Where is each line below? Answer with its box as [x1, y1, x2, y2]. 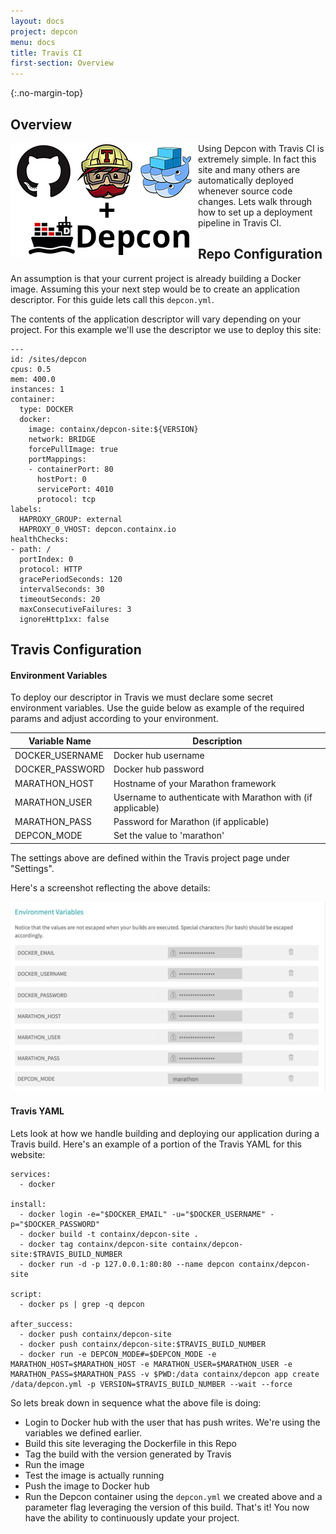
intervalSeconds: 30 [19, 584, 105, 594]
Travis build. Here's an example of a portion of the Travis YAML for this [10, 1138, 302, 1150]
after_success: [10, 1319, 74, 1329]
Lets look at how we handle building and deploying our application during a [10, 1127, 320, 1139]
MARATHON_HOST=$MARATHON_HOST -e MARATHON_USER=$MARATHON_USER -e [10, 1359, 293, 1369]
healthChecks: [10, 534, 70, 544]
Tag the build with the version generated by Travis [24, 1448, 232, 1460]
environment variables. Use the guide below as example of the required [10, 702, 305, 714]
